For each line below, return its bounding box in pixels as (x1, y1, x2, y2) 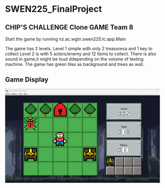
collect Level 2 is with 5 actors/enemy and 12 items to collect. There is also (5, 51, 157, 57)
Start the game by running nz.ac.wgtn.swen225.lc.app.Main (5, 36, 126, 42)
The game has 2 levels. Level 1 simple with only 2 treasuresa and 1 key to (5, 46, 153, 51)
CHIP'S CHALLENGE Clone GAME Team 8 (5, 23, 134, 31)
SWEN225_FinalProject (5, 3, 102, 15)
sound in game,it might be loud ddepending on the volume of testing (5, 56, 144, 62)
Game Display (5, 75, 49, 84)
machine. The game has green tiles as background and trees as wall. (5, 62, 144, 67)
